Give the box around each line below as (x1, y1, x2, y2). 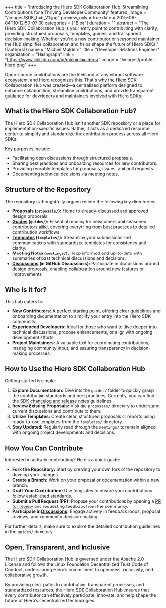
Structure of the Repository (5, 185, 91, 194)
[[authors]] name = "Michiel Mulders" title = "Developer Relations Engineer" (5, 47, 160, 52)
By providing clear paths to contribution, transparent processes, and (5, 581, 144, 587)
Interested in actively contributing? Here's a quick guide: (5, 457, 120, 463)
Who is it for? (5, 286, 47, 294)
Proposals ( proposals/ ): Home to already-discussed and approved (12, 208, 148, 214)
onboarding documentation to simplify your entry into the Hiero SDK (12, 313, 151, 319)
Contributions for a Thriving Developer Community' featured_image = (5, 9, 147, 15)
